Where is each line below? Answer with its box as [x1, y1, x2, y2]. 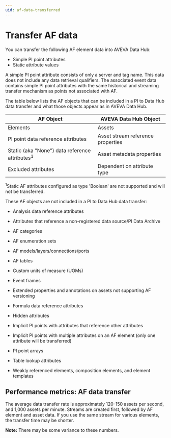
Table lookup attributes [12, 357, 62, 363]
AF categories [12, 228, 42, 234]
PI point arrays [12, 348, 44, 354]
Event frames [12, 277, 41, 283]
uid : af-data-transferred [5, 7, 60, 13]
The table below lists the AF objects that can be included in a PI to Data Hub [5, 98, 164, 104]
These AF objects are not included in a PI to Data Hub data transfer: [5, 198, 147, 204]
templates [12, 373, 34, 379]
